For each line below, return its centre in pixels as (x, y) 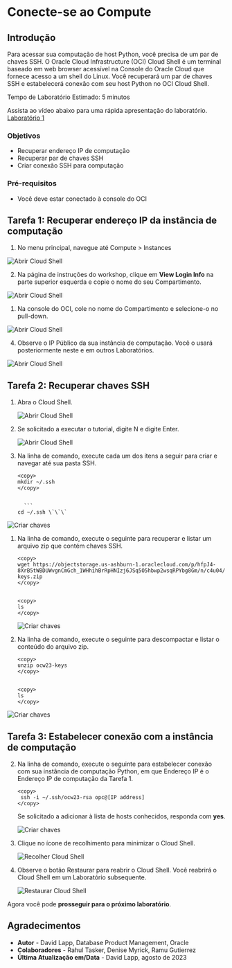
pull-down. (33, 316)
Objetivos (24, 136)
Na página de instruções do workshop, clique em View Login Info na (115, 275)
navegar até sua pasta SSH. (57, 463)
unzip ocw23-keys (42, 665)
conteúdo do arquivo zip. (53, 647)
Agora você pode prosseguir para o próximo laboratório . (89, 904)
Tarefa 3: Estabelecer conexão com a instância (110, 736)
